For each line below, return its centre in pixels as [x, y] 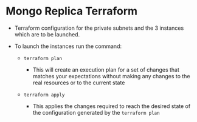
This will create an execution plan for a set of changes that [106, 69]
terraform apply [44, 95]
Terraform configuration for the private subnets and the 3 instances [99, 28]
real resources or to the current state [79, 83]
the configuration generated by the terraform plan [96, 112]
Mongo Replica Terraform [72, 11]
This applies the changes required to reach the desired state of [112, 106]
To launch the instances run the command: [68, 46]
